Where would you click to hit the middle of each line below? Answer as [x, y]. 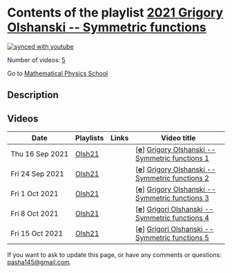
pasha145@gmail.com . [39, 262]
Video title [178, 138]
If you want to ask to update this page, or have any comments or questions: [115, 255]
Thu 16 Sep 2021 [40, 154]
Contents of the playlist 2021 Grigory [115, 13]
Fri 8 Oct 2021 [35, 214]
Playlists [89, 138]
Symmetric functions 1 [172, 158]
